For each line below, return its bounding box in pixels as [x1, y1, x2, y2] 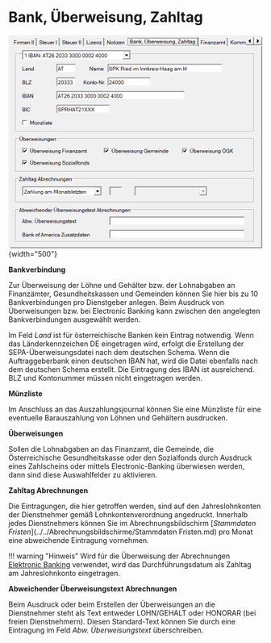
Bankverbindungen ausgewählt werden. [8, 315, 141, 324]
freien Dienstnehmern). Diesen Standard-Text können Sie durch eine [8, 617, 236, 627]
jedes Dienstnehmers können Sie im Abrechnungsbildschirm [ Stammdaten [8, 519, 256, 528]
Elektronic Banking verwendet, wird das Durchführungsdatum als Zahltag [8, 560, 252, 570]
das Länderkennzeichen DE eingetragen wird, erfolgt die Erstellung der [8, 339, 244, 349]
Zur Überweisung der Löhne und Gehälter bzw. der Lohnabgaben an [8, 281, 236, 290]
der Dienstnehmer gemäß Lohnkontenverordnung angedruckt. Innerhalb [8, 510, 248, 520]
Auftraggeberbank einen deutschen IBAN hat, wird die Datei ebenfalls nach [8, 356, 258, 366]
